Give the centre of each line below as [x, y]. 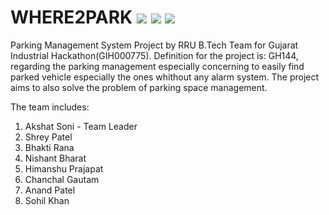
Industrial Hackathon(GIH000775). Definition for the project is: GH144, [154, 55]
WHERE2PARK [71, 17]
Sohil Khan [47, 200]
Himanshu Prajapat [64, 168]
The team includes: [50, 107]
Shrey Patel [48, 137]
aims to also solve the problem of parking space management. [139, 87]
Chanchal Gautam [62, 179]
